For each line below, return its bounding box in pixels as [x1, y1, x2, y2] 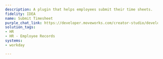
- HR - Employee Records [5, 34, 55, 39]
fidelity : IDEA [5, 12, 36, 16]
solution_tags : [5, 25, 36, 30]
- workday [5, 43, 25, 47]
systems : [5, 38, 23, 43]
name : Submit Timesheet [5, 16, 53, 21]
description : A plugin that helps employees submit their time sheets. [5, 7, 153, 12]
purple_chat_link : [5, 20, 42, 25]
